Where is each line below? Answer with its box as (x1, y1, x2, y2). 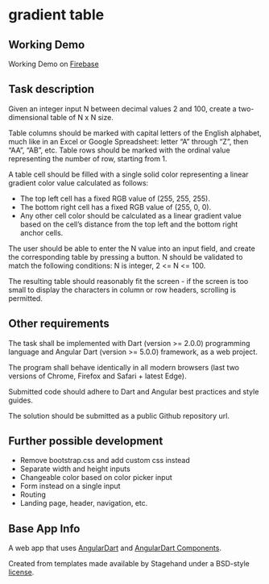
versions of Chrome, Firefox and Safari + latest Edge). (8, 371, 187, 381)
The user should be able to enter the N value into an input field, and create (8, 244, 255, 253)
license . (8, 567, 35, 578)
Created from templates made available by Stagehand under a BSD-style (8, 559, 250, 569)
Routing (19, 490, 47, 499)
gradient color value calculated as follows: (8, 177, 149, 187)
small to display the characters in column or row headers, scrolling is (8, 285, 236, 294)
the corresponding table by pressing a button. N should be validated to (8, 252, 243, 261)
